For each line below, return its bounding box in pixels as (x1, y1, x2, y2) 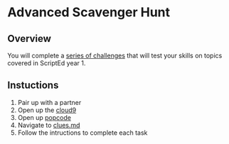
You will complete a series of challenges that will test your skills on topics (7, 51, 223, 60)
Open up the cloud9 (17, 106, 77, 114)
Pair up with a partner (17, 98, 82, 106)
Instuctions (7, 79, 59, 92)
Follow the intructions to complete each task (17, 128, 148, 137)
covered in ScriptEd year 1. (7, 59, 86, 67)
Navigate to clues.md (17, 121, 80, 129)
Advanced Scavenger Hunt (7, 4, 171, 21)
